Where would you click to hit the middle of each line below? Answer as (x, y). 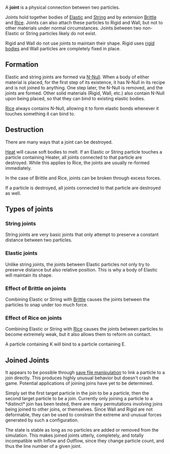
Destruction (25, 130)
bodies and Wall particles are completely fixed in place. (63, 49)
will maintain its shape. (29, 275)
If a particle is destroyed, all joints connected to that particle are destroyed (83, 188)
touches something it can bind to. (40, 113)
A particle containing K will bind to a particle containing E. (65, 344)
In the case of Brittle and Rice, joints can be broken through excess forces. (83, 178)
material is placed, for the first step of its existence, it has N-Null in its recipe (85, 82)
